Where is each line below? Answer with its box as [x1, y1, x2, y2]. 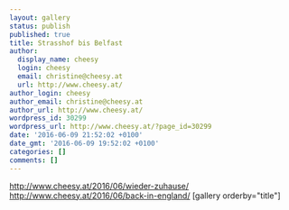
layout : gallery [9, 13, 70, 23]
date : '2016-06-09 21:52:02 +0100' [9, 131, 144, 140]
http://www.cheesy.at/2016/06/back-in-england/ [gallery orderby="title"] [9, 190, 282, 201]
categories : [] [9, 147, 67, 156]
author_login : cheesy [9, 88, 91, 97]
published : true [9, 30, 70, 39]
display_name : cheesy [17, 55, 99, 64]
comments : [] [9, 155, 59, 165]
